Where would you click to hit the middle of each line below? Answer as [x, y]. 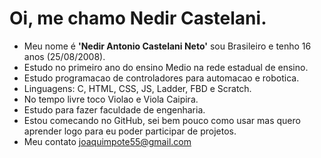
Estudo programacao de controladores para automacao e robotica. [161, 78]
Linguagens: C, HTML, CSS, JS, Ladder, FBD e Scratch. [137, 88]
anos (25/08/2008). [64, 56]
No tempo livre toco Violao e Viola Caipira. [111, 99]
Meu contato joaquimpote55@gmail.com [107, 141]
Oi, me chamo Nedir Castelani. [138, 18]
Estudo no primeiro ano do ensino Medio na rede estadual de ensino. [166, 67]
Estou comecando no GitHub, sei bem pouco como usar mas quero [162, 120]
